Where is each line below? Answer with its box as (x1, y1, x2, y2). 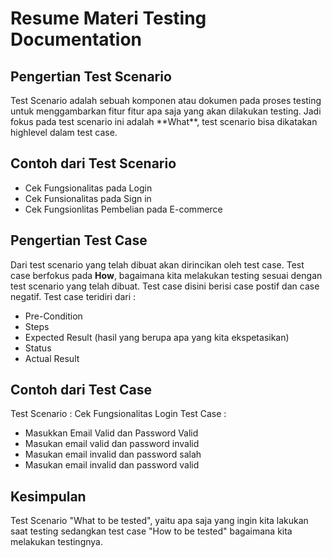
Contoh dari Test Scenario (10, 155, 177, 172)
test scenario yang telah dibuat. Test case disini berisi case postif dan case (10, 280, 320, 292)
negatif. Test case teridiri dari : (10, 290, 137, 302)
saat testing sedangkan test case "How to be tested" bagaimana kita (10, 525, 293, 537)
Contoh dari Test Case (10, 382, 152, 399)
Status (24, 342, 52, 354)
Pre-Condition (24, 310, 83, 322)
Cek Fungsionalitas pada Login (24, 182, 153, 194)
